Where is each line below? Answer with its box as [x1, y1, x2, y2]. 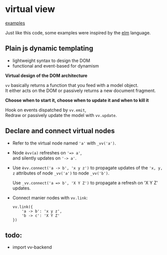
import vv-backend [12, 244, 52, 250]
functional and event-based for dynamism [12, 62, 99, 68]
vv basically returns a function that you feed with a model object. [5, 82, 138, 88]
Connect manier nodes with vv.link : [12, 194, 88, 200]
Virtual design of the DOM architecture [5, 72, 87, 78]
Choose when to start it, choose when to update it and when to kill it [5, 97, 149, 103]
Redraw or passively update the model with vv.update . [5, 112, 117, 118]
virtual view [5, 3, 55, 15]
